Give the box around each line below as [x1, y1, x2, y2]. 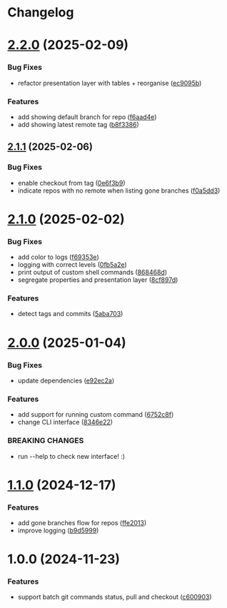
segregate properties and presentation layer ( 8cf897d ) [17, 275, 178, 284]
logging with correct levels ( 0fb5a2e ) [17, 260, 127, 269]
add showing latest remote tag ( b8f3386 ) [17, 120, 139, 128]
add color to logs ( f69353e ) [17, 253, 99, 261]
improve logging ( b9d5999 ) [17, 526, 99, 534]
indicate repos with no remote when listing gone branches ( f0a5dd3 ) [17, 186, 221, 195]
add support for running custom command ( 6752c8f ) [17, 410, 174, 419]
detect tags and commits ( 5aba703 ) [17, 310, 123, 318]
